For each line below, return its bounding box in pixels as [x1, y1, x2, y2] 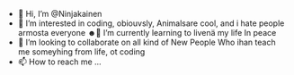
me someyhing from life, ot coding [17, 46, 146, 57]
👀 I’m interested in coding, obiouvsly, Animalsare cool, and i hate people [17, 18, 285, 29]
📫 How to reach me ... [17, 56, 102, 67]
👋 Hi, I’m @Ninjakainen [17, 9, 102, 19]
